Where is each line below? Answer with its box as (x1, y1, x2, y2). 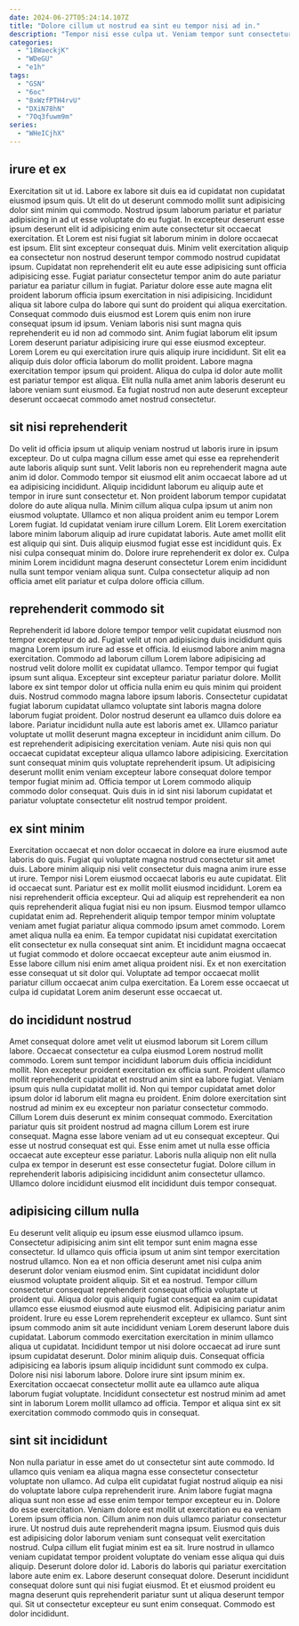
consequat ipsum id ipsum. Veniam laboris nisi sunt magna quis (9, 318, 242, 329)
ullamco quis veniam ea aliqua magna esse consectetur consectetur (9, 1466, 259, 1476)
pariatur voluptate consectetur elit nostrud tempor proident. (9, 795, 228, 806)
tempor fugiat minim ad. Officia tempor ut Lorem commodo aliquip (9, 776, 252, 787)
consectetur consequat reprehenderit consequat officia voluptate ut (9, 1284, 258, 1295)
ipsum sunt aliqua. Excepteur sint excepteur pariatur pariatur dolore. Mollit (9, 672, 282, 683)
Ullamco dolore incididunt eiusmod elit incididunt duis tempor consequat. (9, 1177, 278, 1189)
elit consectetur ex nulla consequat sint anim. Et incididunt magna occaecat (9, 939, 287, 950)
